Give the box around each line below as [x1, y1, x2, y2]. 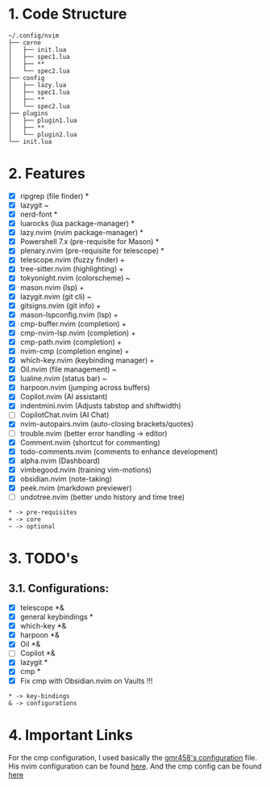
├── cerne [8, 38, 42, 47]
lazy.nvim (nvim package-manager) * [19, 228, 143, 238]
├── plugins [8, 109, 48, 117]
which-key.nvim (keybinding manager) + [19, 356, 155, 364]
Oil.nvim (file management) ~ [19, 364, 117, 374]
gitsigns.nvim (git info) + [19, 301, 102, 310]
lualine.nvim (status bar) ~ [19, 373, 107, 384]
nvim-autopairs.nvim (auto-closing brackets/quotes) [19, 419, 194, 429]
